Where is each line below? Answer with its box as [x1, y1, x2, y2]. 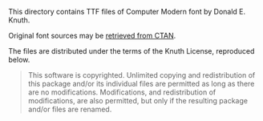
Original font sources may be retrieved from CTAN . [8, 31, 176, 40]
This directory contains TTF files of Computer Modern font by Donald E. [8, 7, 246, 16]
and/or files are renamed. [27, 104, 112, 114]
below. [8, 55, 30, 64]
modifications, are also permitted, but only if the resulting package [27, 96, 249, 105]
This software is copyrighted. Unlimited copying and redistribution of [27, 71, 256, 79]
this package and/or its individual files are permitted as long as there [27, 79, 255, 88]
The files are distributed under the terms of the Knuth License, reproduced [8, 46, 255, 55]
